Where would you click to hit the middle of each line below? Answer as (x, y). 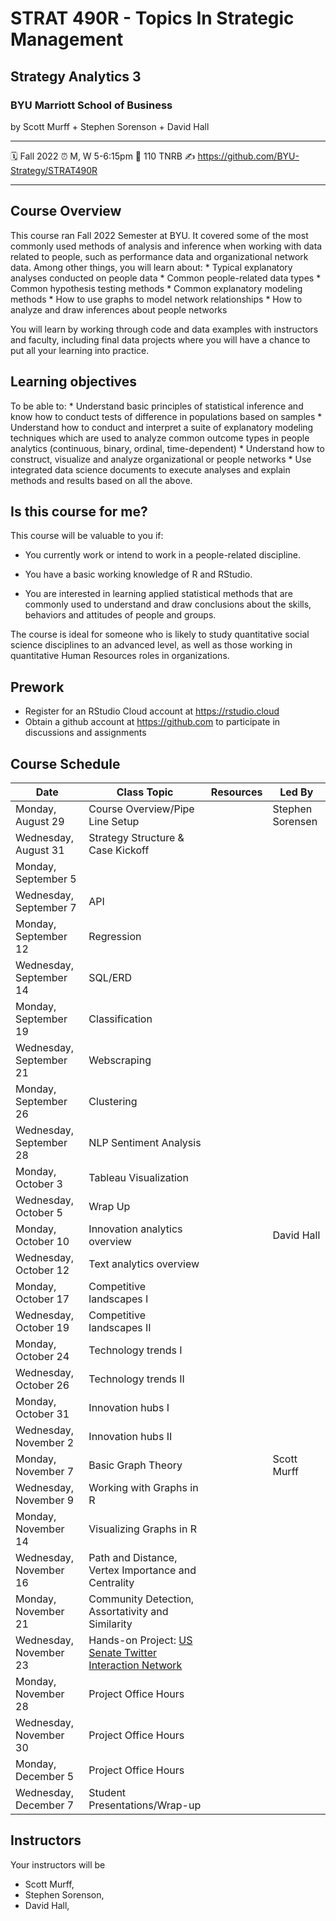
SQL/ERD (110, 977)
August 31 (40, 850)
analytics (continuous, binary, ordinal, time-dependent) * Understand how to (167, 448)
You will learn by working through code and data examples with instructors (164, 329)
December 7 (45, 1805)
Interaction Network (135, 1665)
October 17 (42, 1299)
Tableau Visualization (138, 1177)
